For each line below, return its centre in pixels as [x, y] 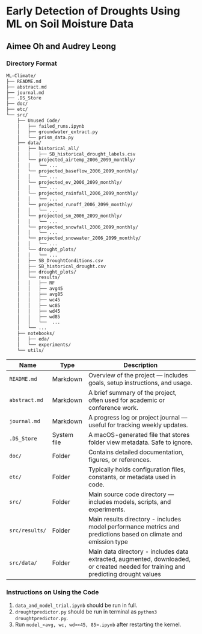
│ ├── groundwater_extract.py [57, 132]
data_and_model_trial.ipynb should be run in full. [76, 605]
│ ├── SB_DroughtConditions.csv [60, 260]
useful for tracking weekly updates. [138, 425]
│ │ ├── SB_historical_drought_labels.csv [76, 154]
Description [141, 365]
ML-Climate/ [21, 76]
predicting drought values [124, 574]
